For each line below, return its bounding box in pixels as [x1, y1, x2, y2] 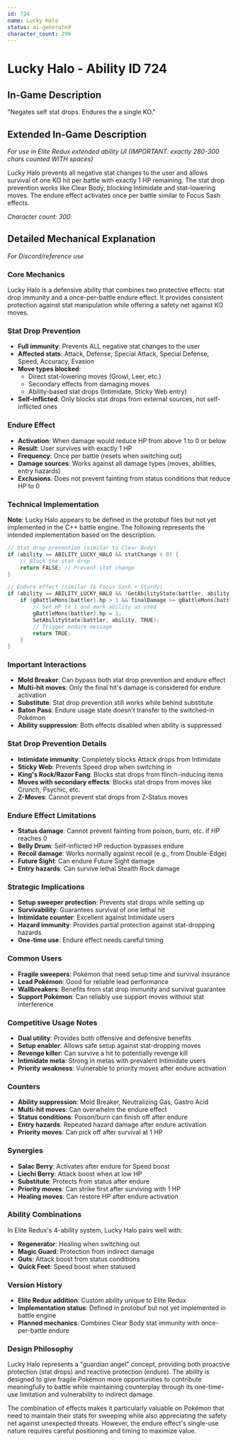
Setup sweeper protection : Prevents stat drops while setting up [17, 898, 205, 907]
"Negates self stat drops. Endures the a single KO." [7, 108, 156, 116]
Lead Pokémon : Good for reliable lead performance [17, 977, 169, 985]
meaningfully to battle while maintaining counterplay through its [7, 1382, 193, 1392]
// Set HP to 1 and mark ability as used [33, 603, 157, 611]
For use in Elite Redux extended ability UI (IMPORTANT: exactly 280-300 [7, 147, 220, 156]
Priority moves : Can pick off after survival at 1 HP [17, 1128, 163, 1137]
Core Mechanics [7, 269, 65, 279]
